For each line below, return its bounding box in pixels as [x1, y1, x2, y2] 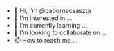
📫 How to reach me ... [13, 37, 78, 44]
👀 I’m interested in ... [13, 14, 73, 22]
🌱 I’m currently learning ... [13, 21, 88, 29]
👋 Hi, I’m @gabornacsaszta [13, 7, 91, 14]
